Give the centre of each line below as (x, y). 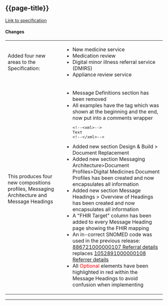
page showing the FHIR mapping (110, 228)
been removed (89, 99)
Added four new (27, 56)
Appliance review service (102, 75)
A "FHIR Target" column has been (112, 216)
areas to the (22, 62)
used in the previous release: (106, 241)
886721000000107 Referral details (115, 247)
